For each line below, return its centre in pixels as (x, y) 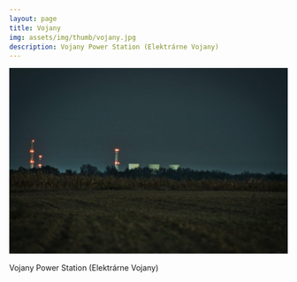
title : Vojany (35, 28)
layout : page (33, 19)
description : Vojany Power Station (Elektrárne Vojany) (114, 47)
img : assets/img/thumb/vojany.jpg (73, 37)
